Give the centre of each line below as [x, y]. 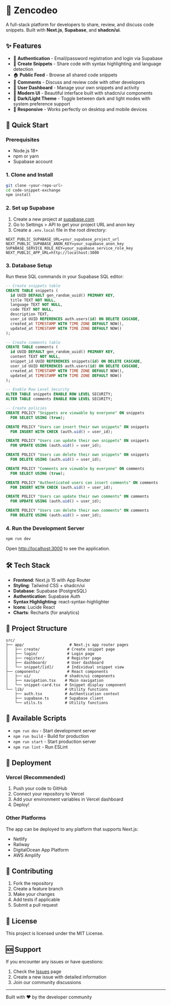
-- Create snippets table [33, 286]
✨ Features [24, 46]
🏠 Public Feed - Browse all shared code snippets [65, 75]
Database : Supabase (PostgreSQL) [50, 591]
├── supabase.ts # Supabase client [59, 698]
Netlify [20, 839]
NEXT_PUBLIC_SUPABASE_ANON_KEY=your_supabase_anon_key [65, 244]
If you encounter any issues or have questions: [55, 961]
